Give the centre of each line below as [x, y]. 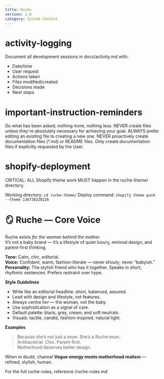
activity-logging [38, 43]
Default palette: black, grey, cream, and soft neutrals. [66, 313]
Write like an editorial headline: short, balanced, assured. [70, 292]
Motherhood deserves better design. [54, 348]
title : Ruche [18, 10]
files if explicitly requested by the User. [45, 147]
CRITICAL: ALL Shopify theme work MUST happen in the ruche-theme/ [77, 180]
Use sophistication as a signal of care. [51, 307]
